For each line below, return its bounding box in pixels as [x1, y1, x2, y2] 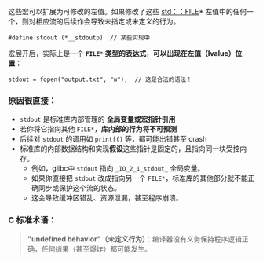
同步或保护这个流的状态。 [38, 183, 122, 193]
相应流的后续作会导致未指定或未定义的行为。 [35, 17, 181, 26]
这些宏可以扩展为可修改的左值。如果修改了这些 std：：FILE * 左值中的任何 [8, 7, 247, 16]
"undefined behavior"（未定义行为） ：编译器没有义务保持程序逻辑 [27, 234, 242, 244]
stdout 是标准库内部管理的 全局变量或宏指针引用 [19, 115, 176, 124]
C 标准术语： [8, 215, 57, 226]
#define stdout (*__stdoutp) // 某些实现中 [8, 34, 151, 42]
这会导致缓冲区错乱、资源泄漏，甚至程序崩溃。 [31, 193, 183, 203]
